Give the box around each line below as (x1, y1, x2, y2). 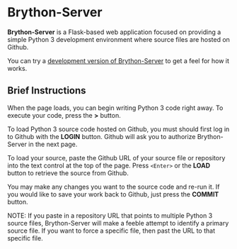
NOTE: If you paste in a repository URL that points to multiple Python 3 (7, 211, 213, 220)
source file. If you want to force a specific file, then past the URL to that (7, 226, 216, 235)
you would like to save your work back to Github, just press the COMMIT (7, 189, 219, 199)
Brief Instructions (7, 84, 86, 96)
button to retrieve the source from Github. (7, 168, 129, 177)
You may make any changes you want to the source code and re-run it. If (7, 182, 220, 191)
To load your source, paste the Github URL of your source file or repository (7, 153, 226, 162)
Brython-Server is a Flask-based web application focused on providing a (7, 28, 221, 36)
